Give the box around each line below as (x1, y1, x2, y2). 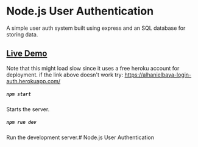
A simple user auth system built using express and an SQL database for (6, 24, 186, 32)
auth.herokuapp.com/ (6, 77, 61, 84)
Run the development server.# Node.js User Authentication (6, 134, 154, 141)
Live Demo (6, 49, 48, 59)
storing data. (6, 30, 38, 38)
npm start (6, 91, 32, 98)
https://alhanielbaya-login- (124, 71, 192, 78)
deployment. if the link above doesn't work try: (6, 71, 124, 78)
